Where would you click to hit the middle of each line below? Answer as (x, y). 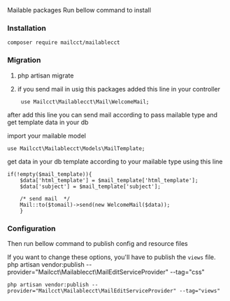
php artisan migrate (45, 75)
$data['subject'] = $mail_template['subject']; (90, 186)
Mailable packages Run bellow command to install (79, 10)
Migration (24, 60)
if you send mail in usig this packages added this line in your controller (119, 89)
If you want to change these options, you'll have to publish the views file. (112, 257)
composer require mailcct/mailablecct (64, 43)
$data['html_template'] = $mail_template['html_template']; (109, 180)
